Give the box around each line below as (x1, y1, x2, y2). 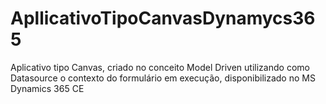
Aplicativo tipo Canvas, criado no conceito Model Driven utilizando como (10, 61, 310, 73)
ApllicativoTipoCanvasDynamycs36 (10, 7, 316, 30)
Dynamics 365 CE (10, 82, 85, 94)
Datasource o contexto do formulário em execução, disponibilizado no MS (10, 72, 316, 84)
